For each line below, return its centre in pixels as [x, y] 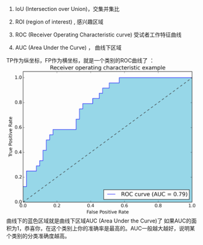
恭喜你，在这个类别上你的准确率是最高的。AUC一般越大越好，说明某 [109, 229]
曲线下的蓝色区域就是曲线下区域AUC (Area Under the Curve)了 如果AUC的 [99, 221]
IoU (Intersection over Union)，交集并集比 [67, 9]
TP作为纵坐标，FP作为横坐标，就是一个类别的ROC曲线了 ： [81, 60]
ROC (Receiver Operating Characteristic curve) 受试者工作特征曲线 [98, 35]
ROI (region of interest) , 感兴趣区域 [59, 22]
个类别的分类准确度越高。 [38, 236]
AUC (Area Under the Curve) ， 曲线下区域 [68, 48]
